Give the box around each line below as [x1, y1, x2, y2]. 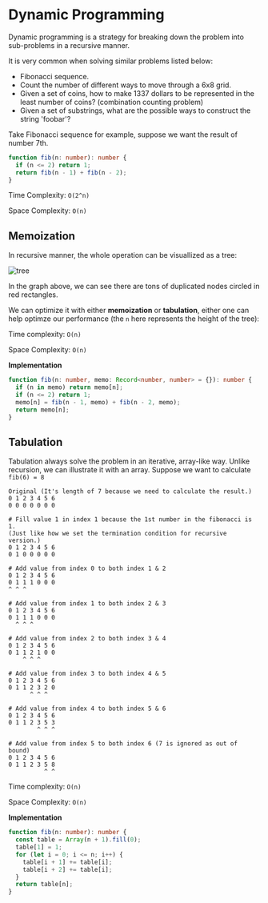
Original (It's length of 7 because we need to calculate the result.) [8, 488, 252, 496]
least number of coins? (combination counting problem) [19, 97, 204, 106]
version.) [8, 536, 42, 545]
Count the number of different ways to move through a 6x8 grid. [19, 80, 232, 90]
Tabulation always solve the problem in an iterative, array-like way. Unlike [8, 456, 250, 466]
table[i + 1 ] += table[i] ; [22, 858, 113, 866]
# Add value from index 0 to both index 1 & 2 [8, 564, 166, 573]
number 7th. [8, 138, 49, 147]
